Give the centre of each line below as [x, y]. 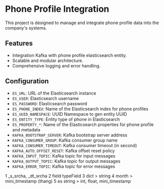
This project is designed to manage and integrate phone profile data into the [82, 23]
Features [19, 44]
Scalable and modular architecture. [48, 61]
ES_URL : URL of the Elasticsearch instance [54, 93]
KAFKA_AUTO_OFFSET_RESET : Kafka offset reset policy [63, 151]
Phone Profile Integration [57, 9]
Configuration [27, 81]
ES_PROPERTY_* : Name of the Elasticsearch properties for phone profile [83, 125]
